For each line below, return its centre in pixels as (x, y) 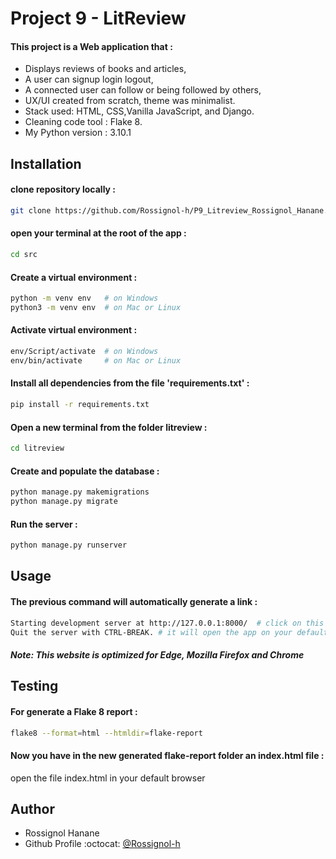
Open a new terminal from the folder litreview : (109, 427)
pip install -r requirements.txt (80, 405)
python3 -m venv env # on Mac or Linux (96, 308)
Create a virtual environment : (74, 277)
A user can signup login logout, (89, 79)
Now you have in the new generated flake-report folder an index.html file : (167, 756)
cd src (24, 255)
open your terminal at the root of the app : (98, 233)
